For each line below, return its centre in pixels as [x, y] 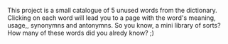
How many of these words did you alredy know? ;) [81, 33]
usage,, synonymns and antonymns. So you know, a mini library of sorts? [114, 25]
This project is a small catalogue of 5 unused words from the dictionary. [113, 10]
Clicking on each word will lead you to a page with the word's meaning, [112, 18]
